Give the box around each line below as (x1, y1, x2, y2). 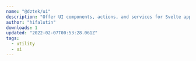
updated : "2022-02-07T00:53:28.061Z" (6, 30, 98, 36)
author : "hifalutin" (6, 19, 57, 25)
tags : (6, 35, 19, 41)
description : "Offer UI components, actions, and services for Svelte (6, 14, 181, 20)
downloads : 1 (6, 24, 38, 31)
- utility (11, 41, 35, 47)
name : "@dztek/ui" (6, 8, 51, 15)
